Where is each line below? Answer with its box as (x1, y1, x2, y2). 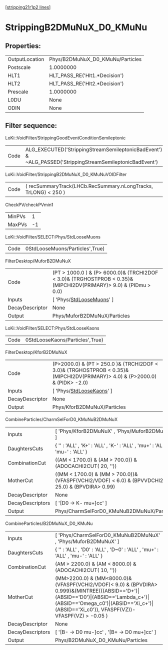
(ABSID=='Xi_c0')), (54, 606, 100, 613)
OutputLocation (7, 56, 44, 62)
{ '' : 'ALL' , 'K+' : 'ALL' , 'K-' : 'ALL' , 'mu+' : (54, 442, 154, 449)
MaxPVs (7, 221, 27, 228)
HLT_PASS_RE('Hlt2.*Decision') (49, 80, 124, 87)
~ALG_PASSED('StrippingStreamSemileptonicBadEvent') (25, 158, 158, 165)
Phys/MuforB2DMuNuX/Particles (52, 312, 130, 319)
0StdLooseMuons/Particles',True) (25, 245, 105, 252)
